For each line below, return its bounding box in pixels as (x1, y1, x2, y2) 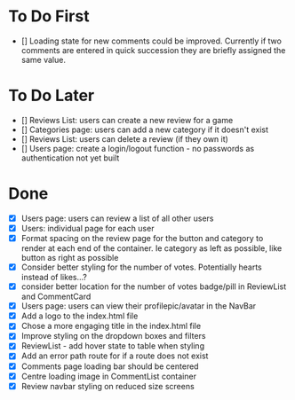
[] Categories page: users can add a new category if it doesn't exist (20, 124, 268, 135)
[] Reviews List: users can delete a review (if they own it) (20, 133, 228, 144)
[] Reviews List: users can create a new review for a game (20, 114, 234, 125)
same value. (20, 54, 66, 65)
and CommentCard (20, 291, 92, 302)
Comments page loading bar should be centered (20, 361, 199, 372)
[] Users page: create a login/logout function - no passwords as (20, 143, 255, 153)
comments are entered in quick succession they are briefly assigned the (20, 44, 286, 55)
